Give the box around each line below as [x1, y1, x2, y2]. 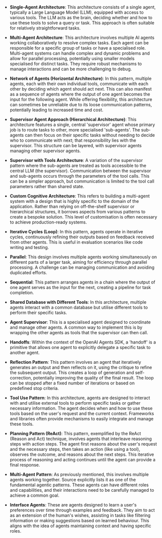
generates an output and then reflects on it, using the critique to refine [9, 364, 152, 370]
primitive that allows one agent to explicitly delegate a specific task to [9, 345, 151, 350]
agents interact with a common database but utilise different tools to [9, 305, 148, 310]
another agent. [9, 349, 40, 355]
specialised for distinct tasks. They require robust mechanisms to [9, 61, 142, 66]
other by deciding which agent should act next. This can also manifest [9, 86, 152, 92]
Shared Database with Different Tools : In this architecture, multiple [9, 299, 147, 305]
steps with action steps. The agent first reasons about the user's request [9, 441, 157, 447]
